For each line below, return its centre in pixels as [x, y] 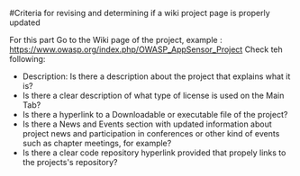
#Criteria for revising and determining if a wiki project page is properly [140, 13]
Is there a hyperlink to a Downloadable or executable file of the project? [155, 114]
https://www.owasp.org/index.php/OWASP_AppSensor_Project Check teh [146, 49]
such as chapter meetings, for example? [97, 143]
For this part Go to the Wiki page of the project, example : [116, 40]
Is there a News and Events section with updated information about [147, 124]
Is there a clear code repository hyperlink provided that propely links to [154, 153]
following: [27, 59]
